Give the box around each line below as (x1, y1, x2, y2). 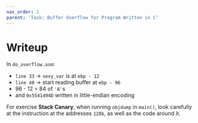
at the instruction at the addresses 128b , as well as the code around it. (6, 110, 181, 117)
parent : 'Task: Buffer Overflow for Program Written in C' (6, 15, 159, 21)
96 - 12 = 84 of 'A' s (15, 85, 66, 93)
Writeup (6, 41, 48, 55)
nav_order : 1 (6, 8, 39, 15)
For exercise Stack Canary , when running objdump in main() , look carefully (6, 104, 193, 111)
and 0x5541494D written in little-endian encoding (15, 91, 135, 99)
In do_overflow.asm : (6, 61, 55, 68)
